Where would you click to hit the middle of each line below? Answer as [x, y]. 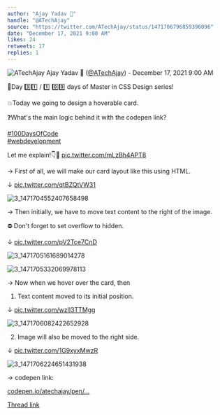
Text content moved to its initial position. [75, 296]
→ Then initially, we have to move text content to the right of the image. [110, 211]
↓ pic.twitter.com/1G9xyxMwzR [53, 350]
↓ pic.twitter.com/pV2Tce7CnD [52, 241]
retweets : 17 [26, 46]
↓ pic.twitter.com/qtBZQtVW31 [52, 184]
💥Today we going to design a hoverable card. [73, 103]
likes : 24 [22, 40]
